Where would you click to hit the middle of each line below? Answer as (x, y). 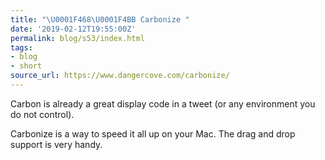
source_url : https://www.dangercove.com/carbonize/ (120, 76)
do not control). (42, 114)
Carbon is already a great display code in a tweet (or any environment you (163, 103)
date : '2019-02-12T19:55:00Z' (73, 29)
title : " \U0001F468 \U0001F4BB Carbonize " (100, 19)
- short (26, 66)
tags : (21, 47)
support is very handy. (56, 144)
